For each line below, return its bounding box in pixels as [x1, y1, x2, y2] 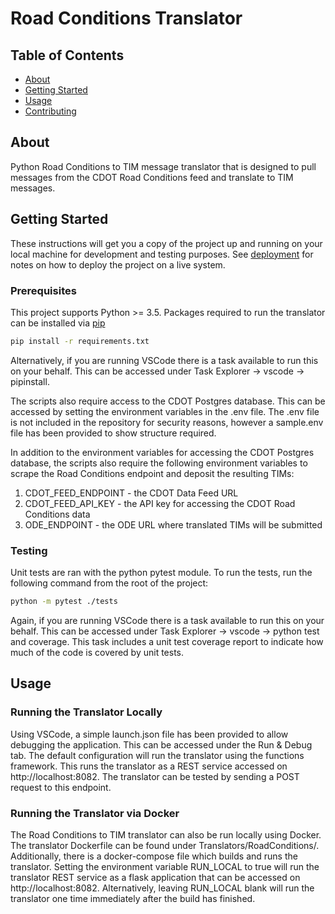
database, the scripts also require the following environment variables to [10, 457, 308, 469]
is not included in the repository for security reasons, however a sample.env [10, 416, 324, 428]
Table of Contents [10, 47, 125, 64]
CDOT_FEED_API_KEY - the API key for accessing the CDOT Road [24, 497, 296, 509]
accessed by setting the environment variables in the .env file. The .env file [10, 405, 320, 417]
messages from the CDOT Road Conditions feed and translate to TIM [10, 171, 294, 183]
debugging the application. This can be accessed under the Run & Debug [10, 738, 313, 751]
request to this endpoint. [10, 781, 112, 793]
